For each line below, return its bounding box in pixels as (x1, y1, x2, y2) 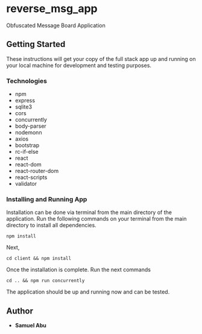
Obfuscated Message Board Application (6, 22, 106, 29)
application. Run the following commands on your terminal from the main (6, 215, 187, 222)
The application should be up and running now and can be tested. (6, 288, 170, 295)
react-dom (14, 161, 42, 168)
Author (6, 306, 33, 316)
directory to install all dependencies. (6, 222, 96, 229)
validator (14, 180, 37, 187)
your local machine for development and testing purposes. (6, 61, 152, 69)
